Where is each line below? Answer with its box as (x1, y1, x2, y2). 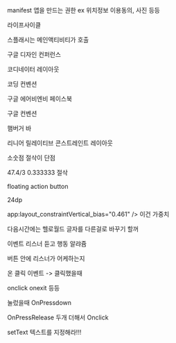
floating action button (7, 183, 69, 190)
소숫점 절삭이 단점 (7, 153, 55, 162)
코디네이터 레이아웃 (7, 65, 60, 73)
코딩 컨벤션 (7, 80, 37, 88)
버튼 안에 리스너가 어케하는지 (7, 254, 85, 262)
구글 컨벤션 (7, 110, 37, 117)
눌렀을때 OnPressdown (7, 299, 71, 307)
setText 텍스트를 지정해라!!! (7, 328, 82, 336)
